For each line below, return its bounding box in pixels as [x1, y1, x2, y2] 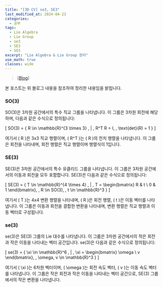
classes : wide [5, 62, 34, 66]
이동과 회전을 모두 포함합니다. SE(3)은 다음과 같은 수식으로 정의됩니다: [14, 172, 147, 177]
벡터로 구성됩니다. [10, 209, 44, 215]
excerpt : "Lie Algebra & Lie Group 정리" [5, 52, 89, 58]
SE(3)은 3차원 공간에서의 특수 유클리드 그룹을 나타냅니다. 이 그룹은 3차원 [5, 166, 144, 172]
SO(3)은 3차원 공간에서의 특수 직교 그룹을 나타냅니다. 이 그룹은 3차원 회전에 [5, 110, 149, 115]
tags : [5, 25, 16, 30]
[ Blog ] [17, 75, 30, 81]
